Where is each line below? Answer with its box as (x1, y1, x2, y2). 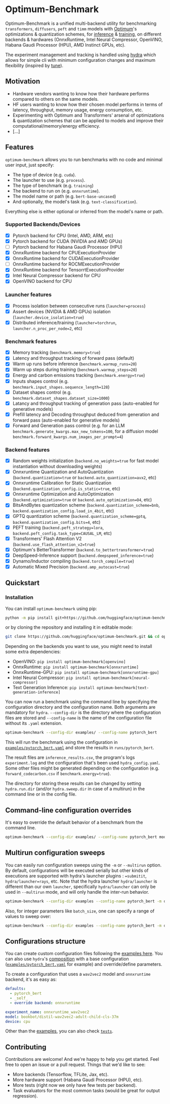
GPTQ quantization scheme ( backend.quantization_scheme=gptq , (12, 513, 147, 519)
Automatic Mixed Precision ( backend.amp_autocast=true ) (12, 563, 130, 569)
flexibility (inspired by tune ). (5, 62, 64, 68)
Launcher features (5, 291, 52, 298)
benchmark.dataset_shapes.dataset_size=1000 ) (12, 395, 110, 401)
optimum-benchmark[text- (97, 686, 149, 691)
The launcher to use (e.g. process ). (12, 177, 86, 183)
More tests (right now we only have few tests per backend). (12, 1082, 137, 1088)
